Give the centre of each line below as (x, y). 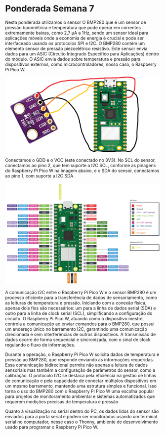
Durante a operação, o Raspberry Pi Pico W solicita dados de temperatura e (82, 354)
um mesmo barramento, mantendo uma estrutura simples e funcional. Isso (81, 386)
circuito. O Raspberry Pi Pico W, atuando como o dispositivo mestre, (75, 319)
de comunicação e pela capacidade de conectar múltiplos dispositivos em (81, 381)
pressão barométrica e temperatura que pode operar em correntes (73, 27)
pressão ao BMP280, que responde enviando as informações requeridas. (80, 360)
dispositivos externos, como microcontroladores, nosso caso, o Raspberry (81, 64)
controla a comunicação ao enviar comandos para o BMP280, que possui (80, 324)
